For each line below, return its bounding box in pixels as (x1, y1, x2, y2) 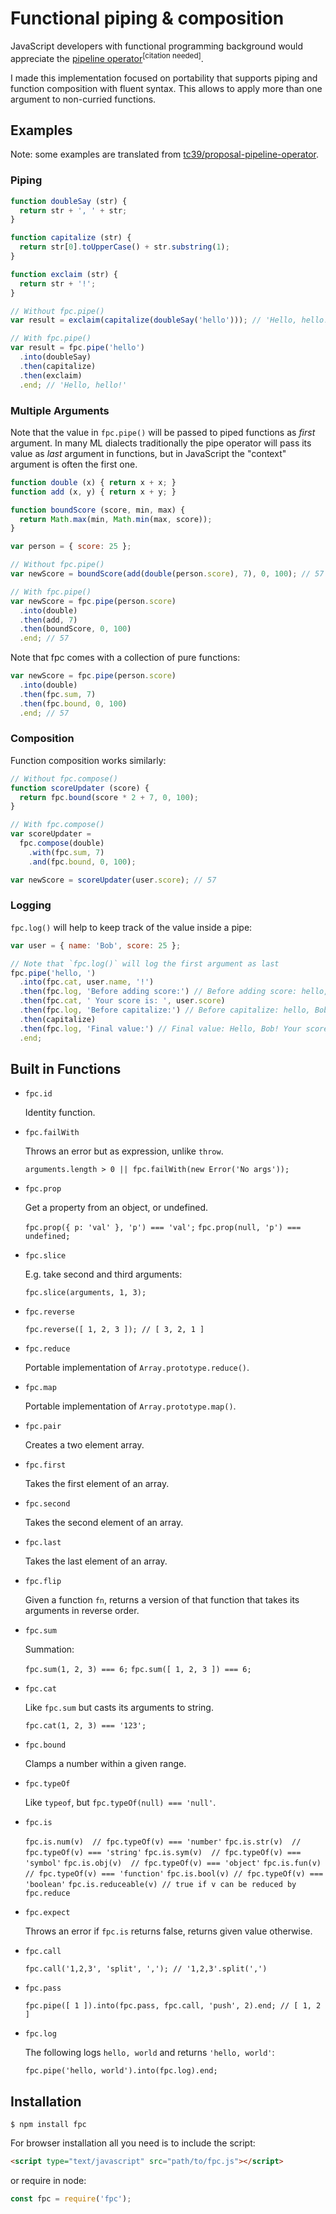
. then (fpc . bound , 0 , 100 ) (19, 698, 128, 709)
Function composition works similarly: (10, 754, 167, 766)
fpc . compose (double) (19, 838, 105, 849)
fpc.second (24, 1499, 71, 1509)
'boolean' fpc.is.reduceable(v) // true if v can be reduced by (24, 1880, 297, 1890)
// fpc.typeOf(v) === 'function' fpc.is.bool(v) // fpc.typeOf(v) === (24, 1869, 324, 1879)
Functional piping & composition (10, 7, 285, 30)
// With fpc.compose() (10, 820, 105, 830)
